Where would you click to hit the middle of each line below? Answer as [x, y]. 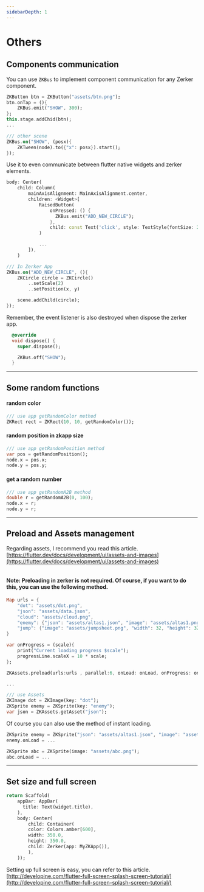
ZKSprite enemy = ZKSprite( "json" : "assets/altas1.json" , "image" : [93, 734]
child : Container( [51, 824]
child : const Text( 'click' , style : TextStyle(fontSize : [122, 228]
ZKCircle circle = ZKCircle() [56, 278]
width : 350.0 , [46, 835]
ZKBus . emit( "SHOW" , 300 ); [50, 108]
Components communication [63, 65]
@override [24, 335]
